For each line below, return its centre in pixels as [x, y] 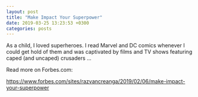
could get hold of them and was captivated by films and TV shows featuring [99, 52]
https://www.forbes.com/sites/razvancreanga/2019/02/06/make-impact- [96, 81]
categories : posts [29, 28]
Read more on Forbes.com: [40, 70]
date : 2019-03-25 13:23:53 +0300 [48, 23]
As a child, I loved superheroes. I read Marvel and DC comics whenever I [95, 46]
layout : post [22, 12]
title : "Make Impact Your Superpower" [54, 17]
